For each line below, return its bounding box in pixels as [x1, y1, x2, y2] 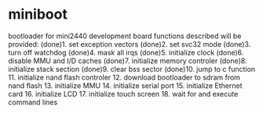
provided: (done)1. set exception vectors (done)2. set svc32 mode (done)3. [8, 39, 251, 48]
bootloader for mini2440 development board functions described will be [8, 31, 242, 41]
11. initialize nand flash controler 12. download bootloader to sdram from [8, 72, 241, 82]
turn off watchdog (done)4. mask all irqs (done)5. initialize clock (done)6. [8, 48, 244, 57]
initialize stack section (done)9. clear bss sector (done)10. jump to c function [8, 64, 256, 73]
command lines [8, 97, 58, 107]
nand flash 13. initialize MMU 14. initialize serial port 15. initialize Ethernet [8, 80, 243, 90]
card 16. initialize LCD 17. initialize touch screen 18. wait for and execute [8, 89, 239, 98]
